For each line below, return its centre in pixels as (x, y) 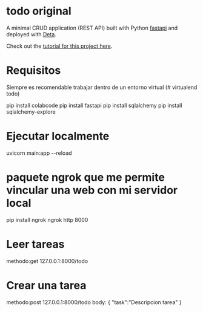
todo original (39, 11)
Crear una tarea (46, 285)
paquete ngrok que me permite (86, 177)
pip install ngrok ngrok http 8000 (47, 219)
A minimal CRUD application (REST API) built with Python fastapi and (92, 28)
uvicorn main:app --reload (39, 153)
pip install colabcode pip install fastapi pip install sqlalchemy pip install (94, 105)
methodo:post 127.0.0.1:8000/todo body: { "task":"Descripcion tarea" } (94, 302)
